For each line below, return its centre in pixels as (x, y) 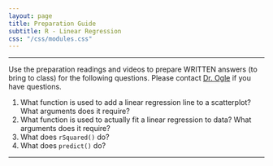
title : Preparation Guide (52, 24)
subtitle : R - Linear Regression (65, 31)
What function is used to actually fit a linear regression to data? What (136, 120)
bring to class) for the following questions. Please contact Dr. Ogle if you (130, 78)
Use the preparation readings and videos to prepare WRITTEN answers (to (133, 69)
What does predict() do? (63, 146)
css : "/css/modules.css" (50, 39)
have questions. (35, 87)
